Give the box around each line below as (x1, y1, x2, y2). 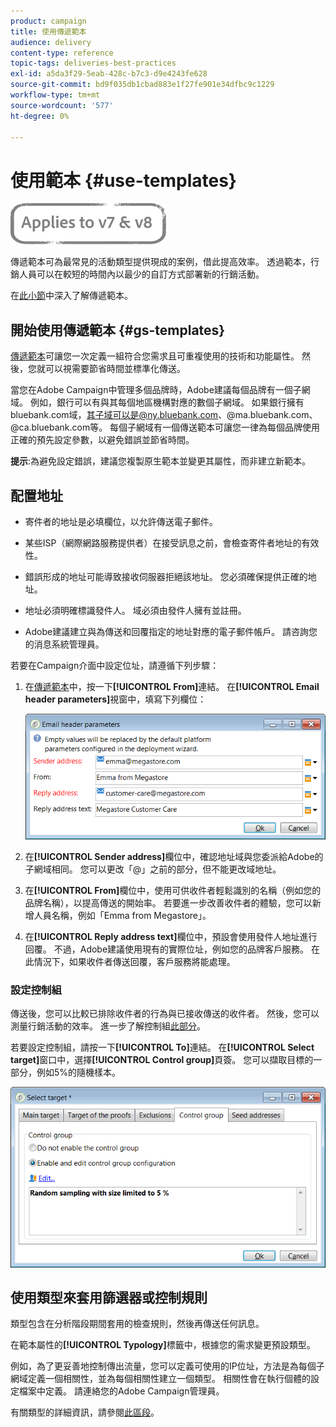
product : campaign (10, 16, 87, 26)
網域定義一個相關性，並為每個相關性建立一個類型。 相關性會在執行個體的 (10, 1373, 311, 1385)
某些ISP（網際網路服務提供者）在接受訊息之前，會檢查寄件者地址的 (24, 536, 302, 549)
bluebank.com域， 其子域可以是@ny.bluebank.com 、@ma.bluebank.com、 (10, 409, 318, 421)
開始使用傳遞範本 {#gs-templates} (10, 321, 226, 339)
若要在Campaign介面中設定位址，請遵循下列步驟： (10, 659, 220, 671)
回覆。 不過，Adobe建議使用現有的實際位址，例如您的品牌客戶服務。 (24, 943, 310, 955)
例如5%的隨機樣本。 (36, 1066, 122, 1079)
